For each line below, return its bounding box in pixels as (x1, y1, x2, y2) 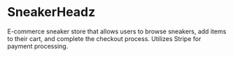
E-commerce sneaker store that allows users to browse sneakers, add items (7, 27, 227, 35)
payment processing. (7, 42, 69, 50)
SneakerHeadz (7, 4, 96, 20)
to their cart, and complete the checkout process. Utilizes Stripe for (7, 34, 202, 42)
